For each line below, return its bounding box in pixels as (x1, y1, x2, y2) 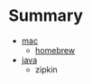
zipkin (34, 64, 58, 75)
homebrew (34, 44, 76, 55)
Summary (8, 5, 83, 26)
